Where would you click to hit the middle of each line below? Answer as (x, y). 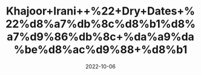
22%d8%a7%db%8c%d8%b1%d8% (100, 24)
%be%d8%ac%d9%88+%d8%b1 (100, 50)
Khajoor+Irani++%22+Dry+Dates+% (100, 11)
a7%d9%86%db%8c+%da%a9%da (100, 37)
